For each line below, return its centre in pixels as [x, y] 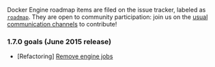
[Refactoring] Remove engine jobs [65, 56]
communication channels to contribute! [62, 24]
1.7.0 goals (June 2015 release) [59, 41]
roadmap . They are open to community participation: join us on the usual [107, 17]
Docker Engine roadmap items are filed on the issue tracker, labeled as [106, 10]
